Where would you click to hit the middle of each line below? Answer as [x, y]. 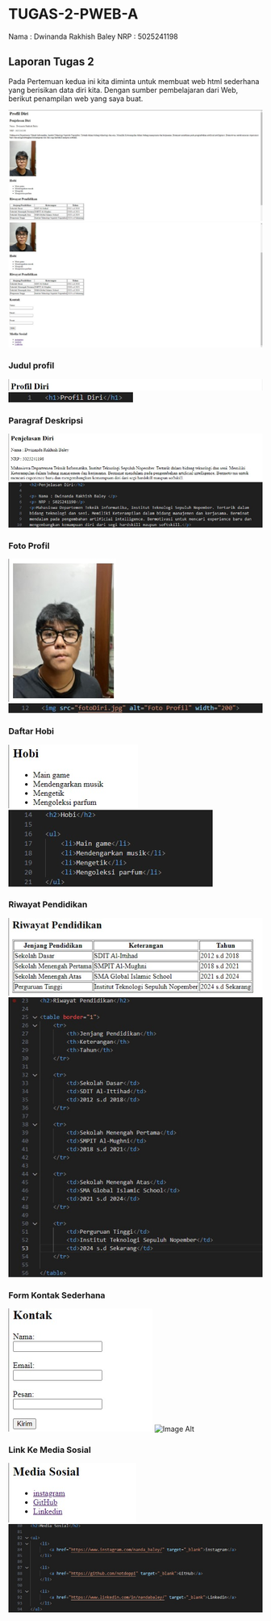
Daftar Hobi [31, 731]
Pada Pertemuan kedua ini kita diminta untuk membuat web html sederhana [134, 81]
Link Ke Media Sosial [50, 1450]
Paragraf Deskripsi [46, 420]
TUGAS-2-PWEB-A [73, 14]
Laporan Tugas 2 [51, 62]
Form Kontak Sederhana [57, 1295]
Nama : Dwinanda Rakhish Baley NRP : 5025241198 [94, 36]
